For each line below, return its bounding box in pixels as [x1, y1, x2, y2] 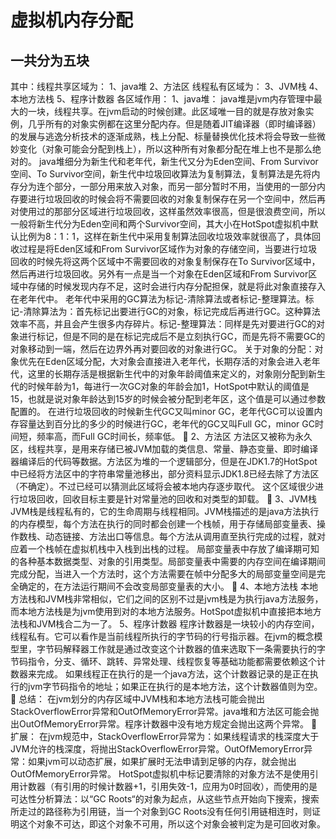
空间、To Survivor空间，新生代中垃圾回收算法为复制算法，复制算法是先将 [10, 168, 312, 180]
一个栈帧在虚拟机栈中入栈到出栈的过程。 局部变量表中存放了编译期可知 [27, 543, 320, 555]
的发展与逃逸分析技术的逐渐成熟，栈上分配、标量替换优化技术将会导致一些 [10, 131, 317, 142]
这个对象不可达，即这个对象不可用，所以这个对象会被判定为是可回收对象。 [18, 818, 326, 830]
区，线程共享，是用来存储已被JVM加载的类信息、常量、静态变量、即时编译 [10, 443, 319, 455]
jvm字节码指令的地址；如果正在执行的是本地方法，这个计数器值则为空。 [27, 681, 323, 692]
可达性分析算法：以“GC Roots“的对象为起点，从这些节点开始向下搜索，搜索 [10, 793, 320, 805]
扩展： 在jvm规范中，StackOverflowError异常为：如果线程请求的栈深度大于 [10, 731, 320, 742]
